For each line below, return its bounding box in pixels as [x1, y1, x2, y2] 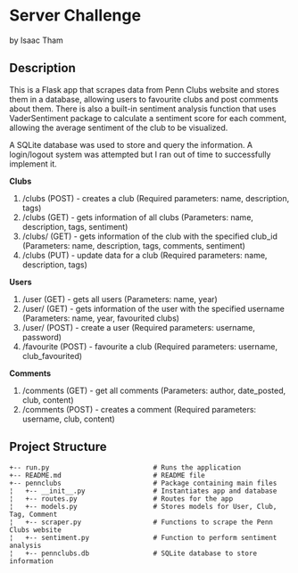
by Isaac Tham [9, 35, 64, 45]
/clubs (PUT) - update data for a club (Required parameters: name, [21, 250, 268, 260]
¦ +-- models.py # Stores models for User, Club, [9, 502, 277, 511]
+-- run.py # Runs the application [9, 462, 242, 472]
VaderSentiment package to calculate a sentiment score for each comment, [9, 112, 287, 123]
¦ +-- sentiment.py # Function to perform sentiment [9, 533, 277, 542]
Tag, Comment [9, 510, 58, 519]
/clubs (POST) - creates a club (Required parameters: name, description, [21, 192, 290, 203]
